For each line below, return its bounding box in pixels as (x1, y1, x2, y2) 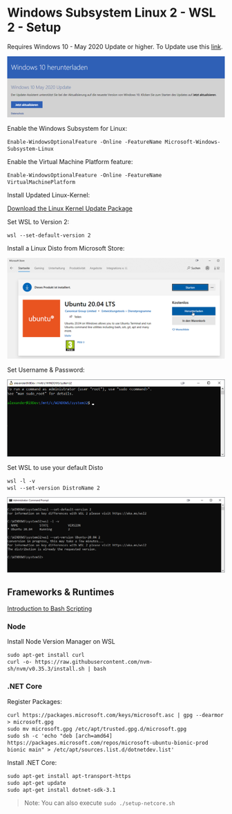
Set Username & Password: (7, 365, 85, 374)
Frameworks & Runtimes (7, 586, 115, 598)
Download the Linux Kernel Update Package (7, 204, 133, 212)
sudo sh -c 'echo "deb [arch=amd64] (7, 732, 113, 739)
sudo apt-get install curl (7, 652, 85, 659)
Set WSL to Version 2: (7, 217, 70, 226)
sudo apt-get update (7, 779, 67, 786)
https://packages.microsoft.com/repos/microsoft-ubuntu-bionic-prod (7, 739, 209, 746)
